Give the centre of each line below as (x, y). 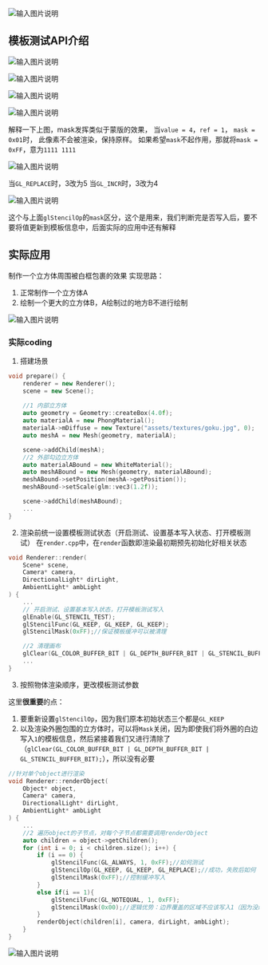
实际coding (30, 342)
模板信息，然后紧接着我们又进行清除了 (107, 738)
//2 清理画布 (42, 647)
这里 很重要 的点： (36, 702)
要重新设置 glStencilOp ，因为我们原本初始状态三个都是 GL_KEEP (122, 718)
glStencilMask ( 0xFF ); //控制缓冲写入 (108, 878)
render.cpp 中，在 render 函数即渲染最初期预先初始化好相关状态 (145, 542)
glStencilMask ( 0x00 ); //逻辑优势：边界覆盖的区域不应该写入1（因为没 (154, 907)
